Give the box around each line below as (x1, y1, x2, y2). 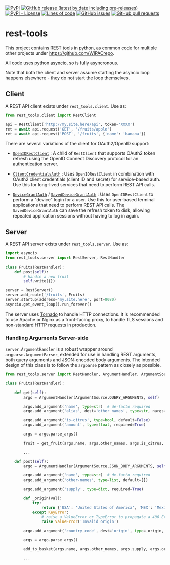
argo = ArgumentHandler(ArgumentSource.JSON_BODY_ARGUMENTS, (23, 463, 155, 469)
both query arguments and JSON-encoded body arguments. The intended (5, 357, 160, 363)
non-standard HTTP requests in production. (5, 322, 97, 328)
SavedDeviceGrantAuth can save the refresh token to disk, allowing (12, 207, 150, 213)
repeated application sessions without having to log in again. (12, 213, 139, 219)
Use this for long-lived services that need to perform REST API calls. (12, 182, 155, 188)
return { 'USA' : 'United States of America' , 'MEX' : (41, 505, 153, 510)
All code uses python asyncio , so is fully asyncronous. (5, 60, 119, 66)
